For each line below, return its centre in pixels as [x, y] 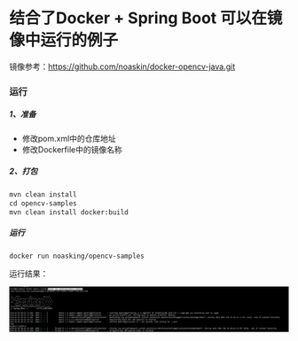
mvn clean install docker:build [69, 212]
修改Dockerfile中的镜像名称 [72, 149]
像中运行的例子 [64, 40]
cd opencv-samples [43, 203]
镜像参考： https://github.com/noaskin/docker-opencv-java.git [122, 66]
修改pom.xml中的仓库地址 [69, 138]
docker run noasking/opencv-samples [77, 256]
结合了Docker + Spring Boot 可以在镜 [146, 18]
